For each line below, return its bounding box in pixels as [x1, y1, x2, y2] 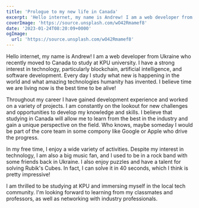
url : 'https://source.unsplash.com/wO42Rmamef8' [11, 36, 134, 42]
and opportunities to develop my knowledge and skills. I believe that [6, 108, 172, 116]
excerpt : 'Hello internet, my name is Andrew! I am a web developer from [6, 14, 193, 20]
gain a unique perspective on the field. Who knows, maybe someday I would [6, 122, 193, 128]
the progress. [6, 134, 39, 141]
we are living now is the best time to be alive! [6, 85, 116, 91]
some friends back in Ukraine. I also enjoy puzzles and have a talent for [6, 159, 181, 165]
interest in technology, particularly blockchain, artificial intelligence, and [6, 66, 182, 72]
